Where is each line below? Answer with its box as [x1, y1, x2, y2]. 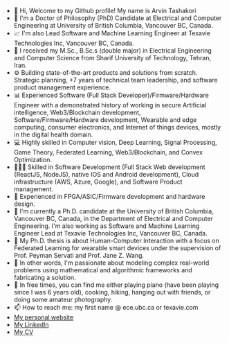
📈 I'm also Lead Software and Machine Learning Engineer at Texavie [13, 29, 211, 37]
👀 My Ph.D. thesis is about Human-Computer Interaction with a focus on [13, 236, 219, 245]
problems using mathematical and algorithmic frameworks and [13, 266, 192, 274]
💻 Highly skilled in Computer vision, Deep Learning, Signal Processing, [13, 139, 217, 146]
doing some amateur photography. [13, 295, 113, 304]
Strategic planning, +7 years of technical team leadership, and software [13, 76, 218, 84]
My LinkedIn [13, 321, 50, 328]
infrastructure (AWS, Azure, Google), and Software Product [13, 177, 183, 186]
